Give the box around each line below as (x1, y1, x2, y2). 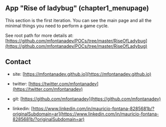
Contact (5, 58, 31, 66)
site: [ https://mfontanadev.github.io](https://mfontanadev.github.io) (12, 71, 151, 77)
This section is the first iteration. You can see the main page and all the (5, 17, 152, 23)
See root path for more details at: (5, 32, 74, 38)
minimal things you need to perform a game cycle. (5, 23, 109, 29)
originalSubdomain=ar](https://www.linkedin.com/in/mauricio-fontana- (12, 110, 159, 117)
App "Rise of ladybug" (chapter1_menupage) (5, 4, 149, 13)
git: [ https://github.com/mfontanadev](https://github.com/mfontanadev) (12, 95, 161, 102)
